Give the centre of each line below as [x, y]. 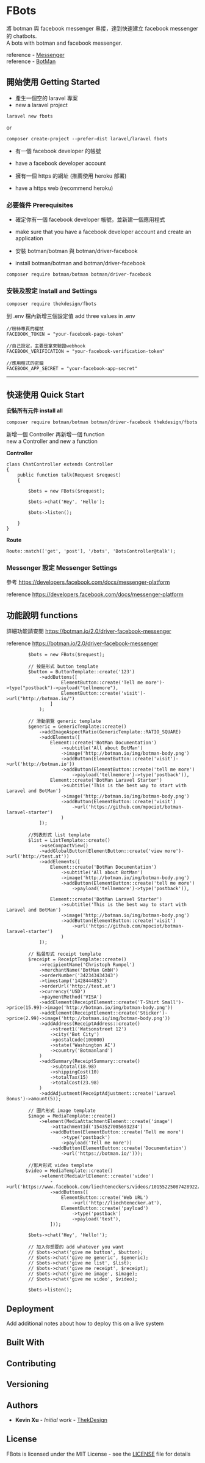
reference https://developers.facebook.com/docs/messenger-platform [95, 594]
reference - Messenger [36, 55]
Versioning [27, 1384]
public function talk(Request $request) [69, 475]
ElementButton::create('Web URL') [105, 1198]
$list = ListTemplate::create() [70, 841]
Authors [22, 1405]
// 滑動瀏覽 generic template [65, 721]
